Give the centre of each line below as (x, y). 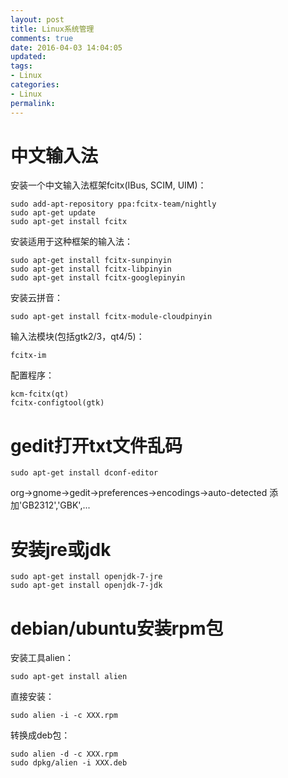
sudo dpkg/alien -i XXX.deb (69, 763)
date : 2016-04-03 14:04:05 (66, 47)
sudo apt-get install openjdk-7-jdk (86, 586)
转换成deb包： (40, 735)
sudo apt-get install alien (69, 677)
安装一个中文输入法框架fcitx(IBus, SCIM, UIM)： (108, 185)
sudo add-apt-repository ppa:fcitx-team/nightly (113, 204)
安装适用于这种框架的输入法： (71, 242)
